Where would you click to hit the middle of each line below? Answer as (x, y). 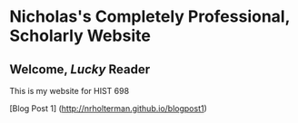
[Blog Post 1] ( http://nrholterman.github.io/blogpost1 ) (108, 109)
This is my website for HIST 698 (70, 91)
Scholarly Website (80, 36)
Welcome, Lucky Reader (80, 69)
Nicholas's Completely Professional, (150, 17)
